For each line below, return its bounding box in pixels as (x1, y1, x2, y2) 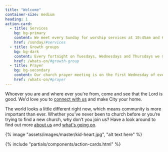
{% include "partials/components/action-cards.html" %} (5, 141, 121, 147)
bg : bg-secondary (14, 68, 50, 73)
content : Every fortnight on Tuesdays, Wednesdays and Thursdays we (14, 53, 160, 59)
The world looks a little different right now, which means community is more (5, 105, 161, 111)
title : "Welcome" (5, 7, 41, 12)
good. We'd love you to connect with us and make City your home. (5, 96, 142, 102)
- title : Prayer (9, 63, 43, 68)
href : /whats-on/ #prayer (14, 77, 66, 82)
